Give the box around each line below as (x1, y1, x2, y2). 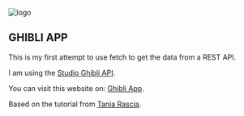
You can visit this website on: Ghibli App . (8, 83, 144, 93)
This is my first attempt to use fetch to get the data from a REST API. (8, 52, 237, 62)
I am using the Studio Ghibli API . (8, 68, 116, 77)
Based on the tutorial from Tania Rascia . (8, 99, 142, 109)
